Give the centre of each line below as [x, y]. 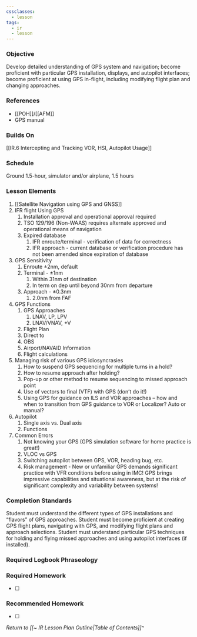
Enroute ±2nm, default [51, 266]
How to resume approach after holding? [71, 373]
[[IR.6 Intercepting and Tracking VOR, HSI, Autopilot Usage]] [79, 148]
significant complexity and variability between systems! [91, 485]
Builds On [20, 135]
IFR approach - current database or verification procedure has [108, 248]
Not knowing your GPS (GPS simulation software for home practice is [107, 441]
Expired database [45, 235]
